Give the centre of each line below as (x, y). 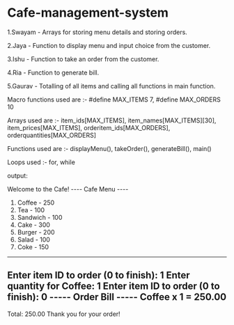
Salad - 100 (34, 239)
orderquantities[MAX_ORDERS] (52, 135)
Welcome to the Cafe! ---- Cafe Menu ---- (68, 189)
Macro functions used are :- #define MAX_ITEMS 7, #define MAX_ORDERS (114, 100)
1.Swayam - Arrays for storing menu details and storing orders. (97, 32)
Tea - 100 (31, 209)
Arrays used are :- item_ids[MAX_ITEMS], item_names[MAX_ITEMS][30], (112, 120)
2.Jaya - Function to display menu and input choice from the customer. (109, 45)
